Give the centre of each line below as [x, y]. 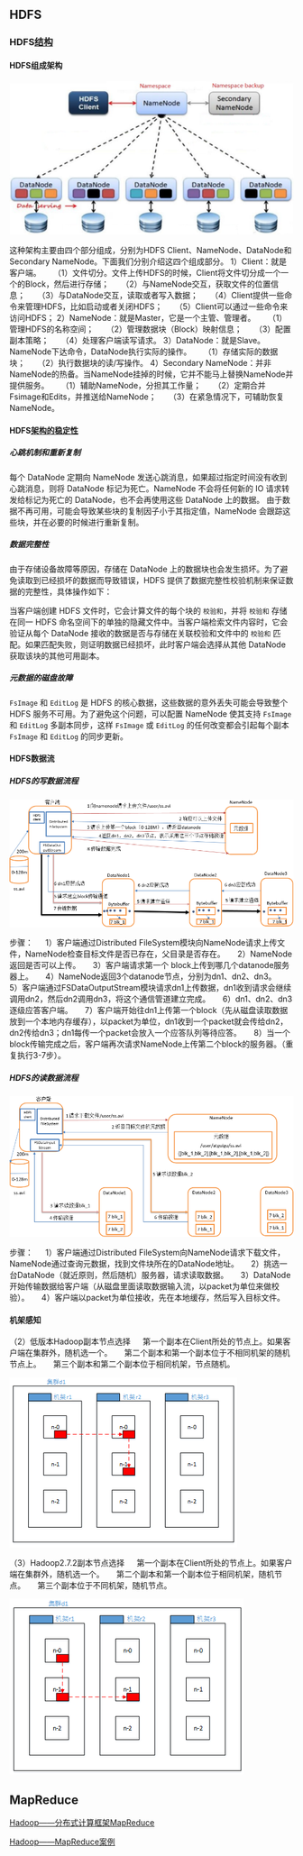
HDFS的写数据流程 [44, 781]
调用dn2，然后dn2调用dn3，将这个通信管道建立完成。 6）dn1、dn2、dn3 [151, 999]
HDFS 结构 [32, 42]
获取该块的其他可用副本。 [57, 655]
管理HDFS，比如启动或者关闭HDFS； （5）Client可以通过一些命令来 [156, 306]
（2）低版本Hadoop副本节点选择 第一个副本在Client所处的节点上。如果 [146, 1341]
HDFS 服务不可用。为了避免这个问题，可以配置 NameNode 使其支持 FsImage [151, 713]
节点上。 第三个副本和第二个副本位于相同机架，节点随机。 [122, 1364]
